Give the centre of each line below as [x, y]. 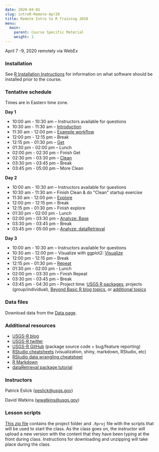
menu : [10, 23]
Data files [17, 302]
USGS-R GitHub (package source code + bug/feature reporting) [76, 347]
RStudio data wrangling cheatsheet [47, 357]
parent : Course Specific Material [49, 32]
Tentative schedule [29, 92]
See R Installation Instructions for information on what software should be [79, 74]
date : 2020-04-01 [23, 10]
